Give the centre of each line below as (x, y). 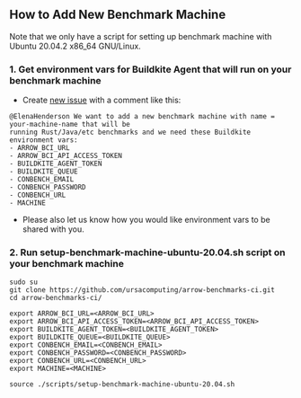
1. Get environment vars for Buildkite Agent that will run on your (150, 69)
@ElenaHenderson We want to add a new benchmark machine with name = (142, 117)
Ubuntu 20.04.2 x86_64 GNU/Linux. (75, 46)
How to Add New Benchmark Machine (118, 15)
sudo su (24, 282)
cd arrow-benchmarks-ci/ (56, 298)
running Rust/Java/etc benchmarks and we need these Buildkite (130, 133)
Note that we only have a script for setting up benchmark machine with (141, 36)
